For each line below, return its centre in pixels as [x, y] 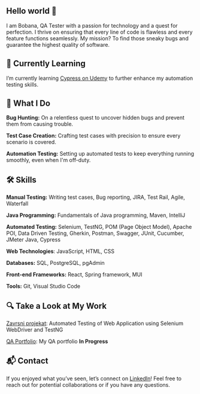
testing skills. [22, 84]
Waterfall [17, 204]
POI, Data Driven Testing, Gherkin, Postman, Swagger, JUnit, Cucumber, [95, 233]
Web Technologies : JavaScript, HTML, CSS [60, 251]
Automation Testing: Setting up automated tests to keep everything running [100, 154]
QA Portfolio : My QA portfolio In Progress [57, 341]
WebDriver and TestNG [35, 330]
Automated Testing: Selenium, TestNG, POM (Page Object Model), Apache [99, 227]
